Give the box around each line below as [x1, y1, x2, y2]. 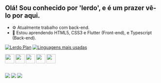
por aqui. [12, 12, 40, 20]
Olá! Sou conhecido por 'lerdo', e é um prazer [5, 4, 144, 12]
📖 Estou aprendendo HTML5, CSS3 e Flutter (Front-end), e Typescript [12, 29, 152, 36]
